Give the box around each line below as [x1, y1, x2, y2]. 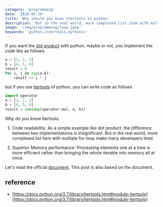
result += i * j [14, 75, 47, 80]
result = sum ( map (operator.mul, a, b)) [5, 107, 86, 112]
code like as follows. [5, 48, 46, 54]
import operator [5, 93, 38, 98]
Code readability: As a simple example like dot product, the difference [12, 125, 152, 131]
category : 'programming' [5, 7, 55, 12]
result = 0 [5, 66, 27, 71]
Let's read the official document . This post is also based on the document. [5, 164, 154, 170]
